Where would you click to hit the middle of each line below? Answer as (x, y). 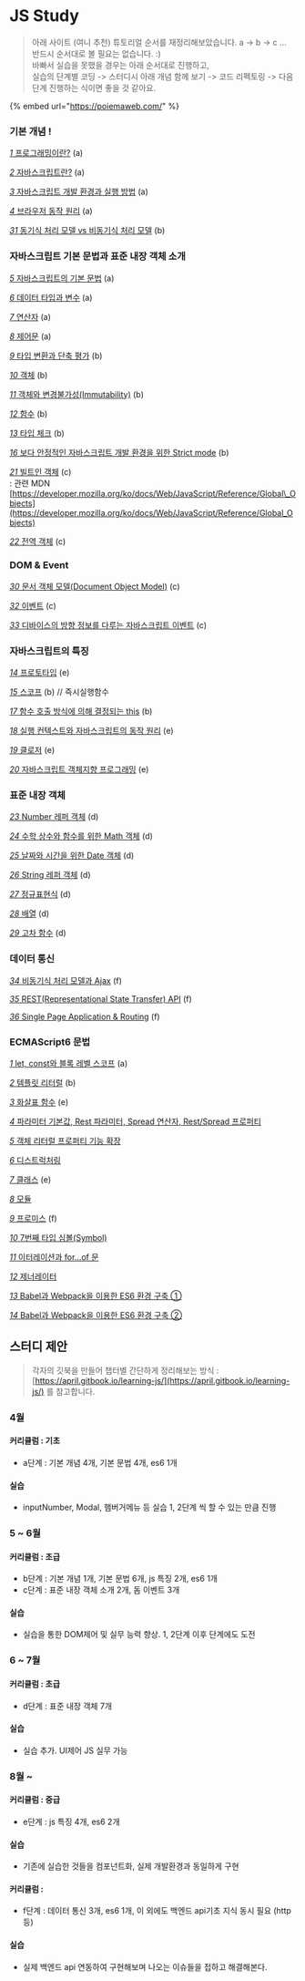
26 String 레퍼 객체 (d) (50, 875)
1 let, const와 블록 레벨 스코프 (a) (69, 1064)
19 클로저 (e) (32, 750)
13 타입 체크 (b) (37, 433)
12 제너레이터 (33, 1276)
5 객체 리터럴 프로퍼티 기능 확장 (65, 1141)
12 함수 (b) (29, 413)
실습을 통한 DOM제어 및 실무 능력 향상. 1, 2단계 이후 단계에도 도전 (139, 1635)
